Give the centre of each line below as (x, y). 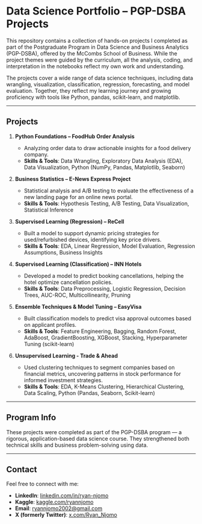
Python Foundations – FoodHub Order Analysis (75, 136)
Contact (22, 469)
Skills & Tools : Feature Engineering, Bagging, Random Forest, (100, 331)
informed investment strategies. (63, 380)
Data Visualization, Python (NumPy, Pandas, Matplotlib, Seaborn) (104, 167)
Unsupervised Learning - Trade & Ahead (66, 355)
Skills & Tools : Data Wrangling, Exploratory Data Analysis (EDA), (103, 160)
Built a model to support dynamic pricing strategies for (91, 233)
